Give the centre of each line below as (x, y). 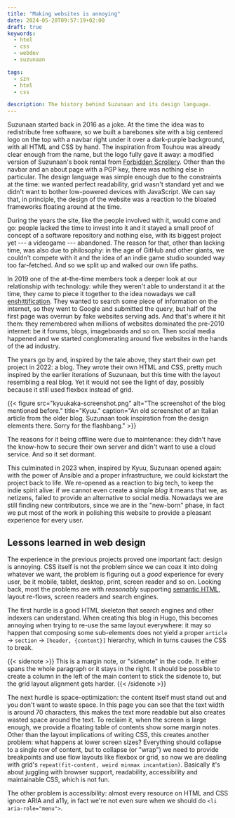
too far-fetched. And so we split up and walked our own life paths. (103, 265)
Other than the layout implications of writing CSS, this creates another (108, 734)
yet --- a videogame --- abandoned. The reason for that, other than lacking (116, 243)
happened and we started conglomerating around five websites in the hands (117, 339)
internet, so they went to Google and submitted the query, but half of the (112, 309)
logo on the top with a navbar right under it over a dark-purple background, (116, 140)
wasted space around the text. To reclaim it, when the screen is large (107, 720)
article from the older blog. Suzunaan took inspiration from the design (108, 418)
